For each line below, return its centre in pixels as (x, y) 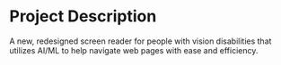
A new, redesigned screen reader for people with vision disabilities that (140, 41)
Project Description (83, 16)
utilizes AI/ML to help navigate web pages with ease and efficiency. (134, 50)
